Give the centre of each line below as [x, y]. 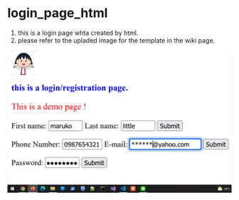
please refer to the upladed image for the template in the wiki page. [116, 40]
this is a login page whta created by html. [78, 33]
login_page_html [58, 13]
